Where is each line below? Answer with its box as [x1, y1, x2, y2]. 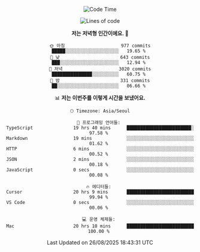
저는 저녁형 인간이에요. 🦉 [71, 30, 129, 37]
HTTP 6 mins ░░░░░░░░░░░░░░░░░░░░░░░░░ [6, 146, 194, 152]
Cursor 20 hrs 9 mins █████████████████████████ [6, 189, 194, 195]
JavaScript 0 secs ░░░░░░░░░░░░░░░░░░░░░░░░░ [6, 167, 194, 173]
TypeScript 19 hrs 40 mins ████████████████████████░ [6, 125, 194, 131]
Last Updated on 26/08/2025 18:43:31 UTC [47, 239, 153, 246]
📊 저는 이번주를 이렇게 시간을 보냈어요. [54, 94, 146, 101]
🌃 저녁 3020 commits [49, 66, 151, 72]
